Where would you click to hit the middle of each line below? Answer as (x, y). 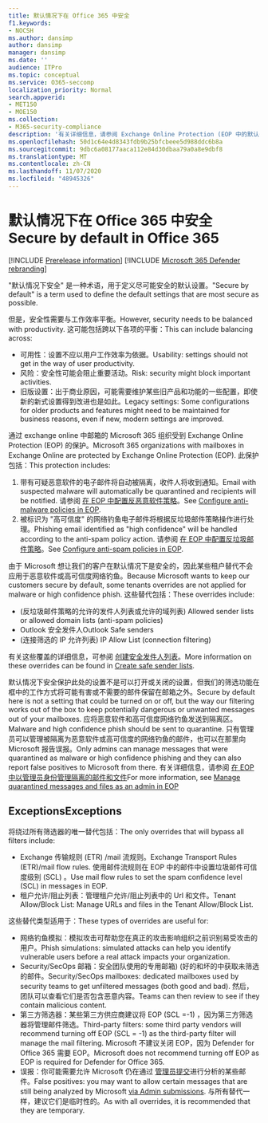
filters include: (32, 840)
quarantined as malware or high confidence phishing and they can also (125, 758)
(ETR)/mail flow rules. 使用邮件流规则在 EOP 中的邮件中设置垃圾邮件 (131, 867)
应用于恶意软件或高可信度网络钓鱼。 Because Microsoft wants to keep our (129, 576)
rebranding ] (28, 269)
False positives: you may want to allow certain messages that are (141, 1081)
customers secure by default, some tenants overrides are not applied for (127, 585)
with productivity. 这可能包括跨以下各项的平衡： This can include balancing (131, 329)
